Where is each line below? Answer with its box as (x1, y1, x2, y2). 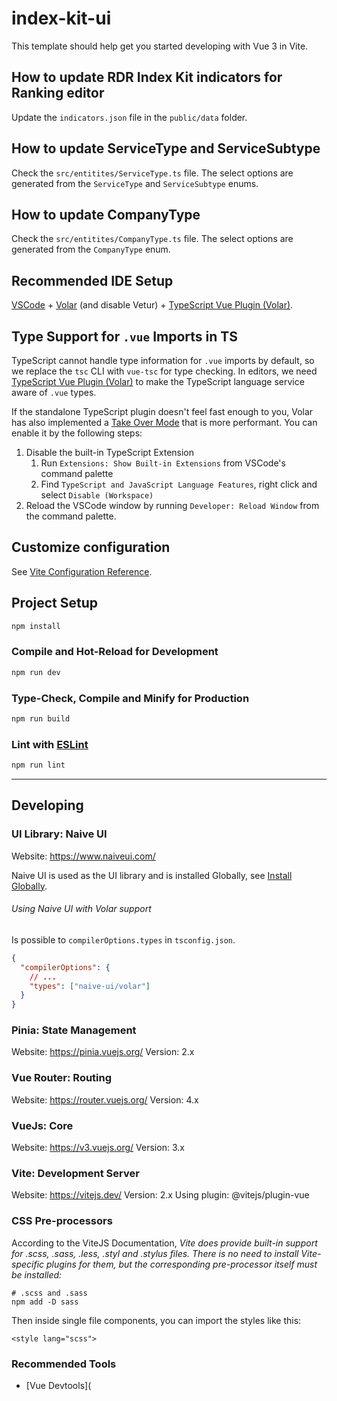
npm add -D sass (11, 1297, 79, 1307)
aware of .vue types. (11, 387, 97, 398)
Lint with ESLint (11, 737, 89, 751)
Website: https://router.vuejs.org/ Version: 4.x (11, 1093, 199, 1106)
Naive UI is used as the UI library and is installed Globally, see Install (11, 869, 293, 881)
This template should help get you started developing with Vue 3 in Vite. (11, 40, 309, 52)
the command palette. (25, 510, 117, 522)
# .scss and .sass (11, 1288, 88, 1298)
